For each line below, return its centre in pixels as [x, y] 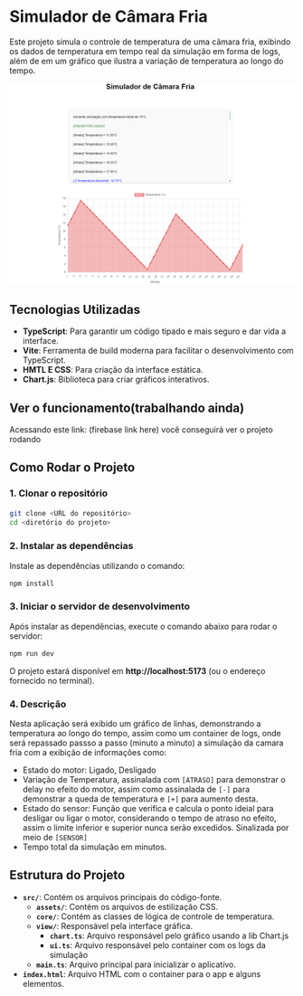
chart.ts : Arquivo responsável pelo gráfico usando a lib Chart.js [169, 935]
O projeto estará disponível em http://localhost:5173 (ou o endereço [137, 670]
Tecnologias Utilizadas [75, 309]
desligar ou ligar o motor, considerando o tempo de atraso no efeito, [150, 818]
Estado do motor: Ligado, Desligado [89, 770]
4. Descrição [38, 704]
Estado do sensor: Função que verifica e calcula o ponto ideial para [148, 808]
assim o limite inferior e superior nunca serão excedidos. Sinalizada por [156, 828]
